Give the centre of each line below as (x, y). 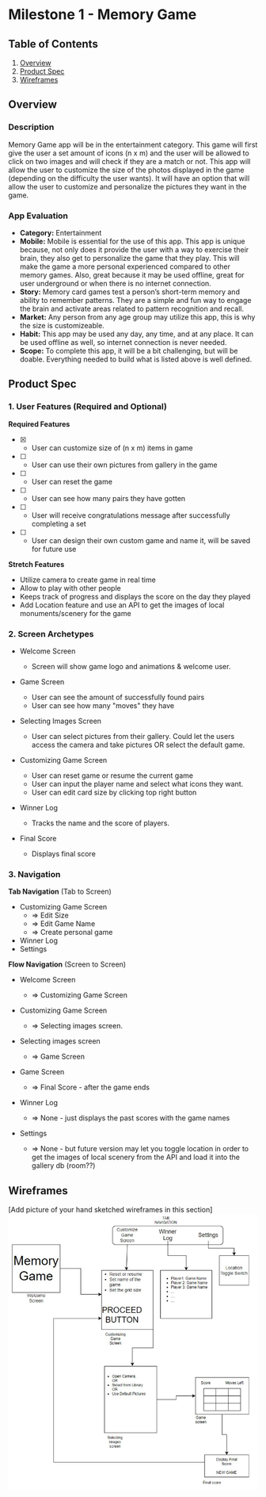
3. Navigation (34, 874)
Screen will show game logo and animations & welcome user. (131, 666)
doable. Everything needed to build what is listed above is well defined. (135, 359)
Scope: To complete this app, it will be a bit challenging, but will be (129, 350)
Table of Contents (53, 44)
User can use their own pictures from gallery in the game (124, 465)
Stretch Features (36, 564)
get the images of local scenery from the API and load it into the (135, 1157)
